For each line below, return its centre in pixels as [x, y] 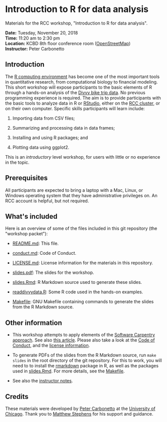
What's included [31, 216]
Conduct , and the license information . [51, 345]
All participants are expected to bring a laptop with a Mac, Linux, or [74, 190]
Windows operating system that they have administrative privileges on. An [82, 195]
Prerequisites [26, 178]
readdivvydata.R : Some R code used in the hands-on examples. [78, 292]
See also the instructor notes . [43, 381]
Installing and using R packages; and [50, 137]
